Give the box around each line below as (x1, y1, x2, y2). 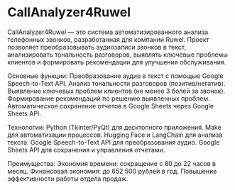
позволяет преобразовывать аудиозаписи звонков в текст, (7, 43, 187, 51)
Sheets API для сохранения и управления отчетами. (7, 145, 165, 154)
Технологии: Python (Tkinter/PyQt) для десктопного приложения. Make (7, 123, 222, 131)
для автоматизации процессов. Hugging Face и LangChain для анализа (7, 130, 223, 139)
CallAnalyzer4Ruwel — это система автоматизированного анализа (7, 28, 209, 36)
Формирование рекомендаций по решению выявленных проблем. (7, 94, 211, 103)
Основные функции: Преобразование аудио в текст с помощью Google (7, 72, 224, 80)
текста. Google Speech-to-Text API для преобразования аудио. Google (7, 138, 220, 146)
